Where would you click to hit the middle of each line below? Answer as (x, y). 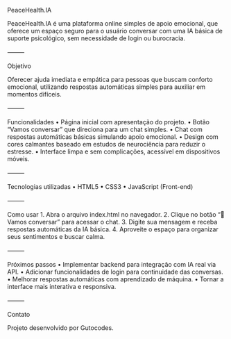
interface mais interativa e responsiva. (62, 287)
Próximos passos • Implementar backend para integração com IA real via (112, 264)
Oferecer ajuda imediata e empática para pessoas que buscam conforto (110, 80)
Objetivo (19, 66)
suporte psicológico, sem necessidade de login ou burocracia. (96, 38)
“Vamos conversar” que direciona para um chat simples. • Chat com (105, 129)
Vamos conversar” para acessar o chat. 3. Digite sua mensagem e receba (112, 222)
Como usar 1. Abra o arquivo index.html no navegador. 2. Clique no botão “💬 (116, 214)
